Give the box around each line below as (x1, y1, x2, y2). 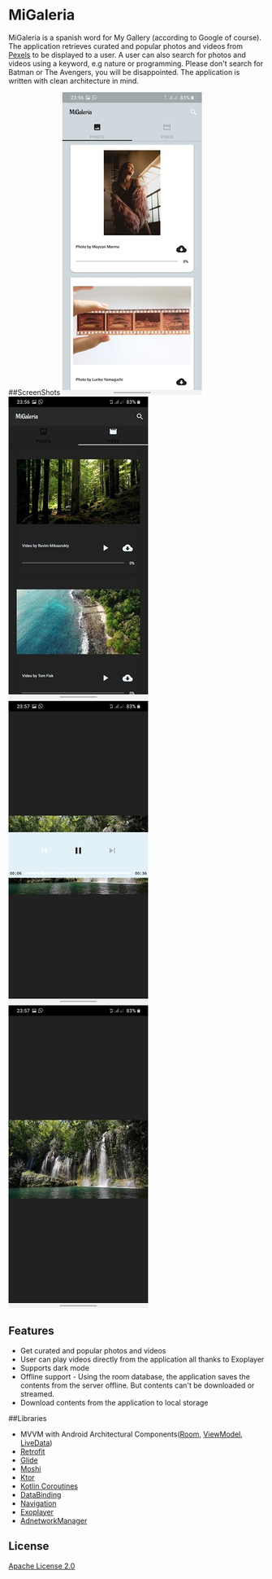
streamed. (19, 1388, 54, 1398)
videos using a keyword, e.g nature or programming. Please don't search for (8, 59, 264, 68)
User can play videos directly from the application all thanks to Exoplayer (19, 1354, 265, 1364)
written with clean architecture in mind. (8, 76, 140, 86)
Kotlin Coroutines (19, 1480, 79, 1491)
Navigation (19, 1498, 57, 1508)
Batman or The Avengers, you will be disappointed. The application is (8, 67, 240, 77)
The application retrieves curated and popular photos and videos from (8, 41, 244, 50)
